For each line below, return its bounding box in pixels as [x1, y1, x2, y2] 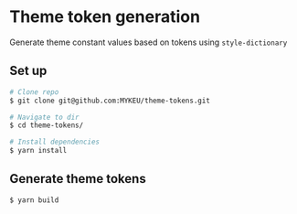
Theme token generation [9, 6, 201, 27]
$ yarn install [9, 146, 68, 155]
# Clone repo [9, 87, 59, 97]
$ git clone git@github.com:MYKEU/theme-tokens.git [9, 96, 210, 105]
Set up [9, 63, 48, 79]
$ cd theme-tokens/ [9, 121, 84, 130]
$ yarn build [9, 195, 59, 205]
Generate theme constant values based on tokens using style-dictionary [9, 37, 288, 48]
